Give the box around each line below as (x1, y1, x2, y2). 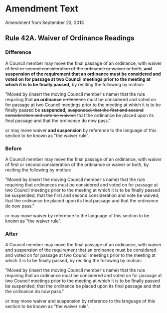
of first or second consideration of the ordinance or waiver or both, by (5, 161, 149, 167)
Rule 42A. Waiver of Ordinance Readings (5, 34, 135, 42)
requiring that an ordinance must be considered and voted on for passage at (5, 273, 162, 279)
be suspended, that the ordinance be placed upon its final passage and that (5, 283, 161, 289)
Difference (5, 49, 31, 56)
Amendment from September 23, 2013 (5, 19, 84, 25)
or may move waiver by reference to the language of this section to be (5, 212, 150, 218)
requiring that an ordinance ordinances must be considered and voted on (5, 96, 156, 102)
